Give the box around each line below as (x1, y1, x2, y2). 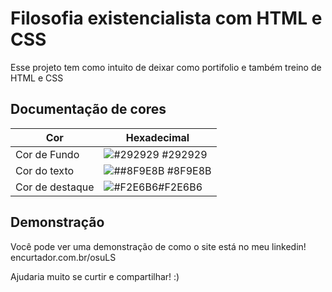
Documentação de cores (10, 101, 167, 118)
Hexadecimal (125, 130, 190, 144)
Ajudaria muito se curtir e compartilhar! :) (10, 270, 180, 282)
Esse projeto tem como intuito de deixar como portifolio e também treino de (10, 61, 322, 73)
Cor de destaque (15, 180, 95, 194)
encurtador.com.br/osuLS (10, 251, 117, 263)
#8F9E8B (166, 163, 212, 177)
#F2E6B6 (158, 180, 203, 194)
